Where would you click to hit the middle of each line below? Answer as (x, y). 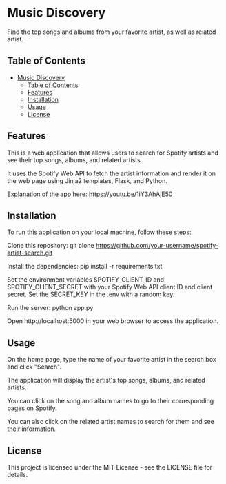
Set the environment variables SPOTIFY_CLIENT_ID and (85, 280)
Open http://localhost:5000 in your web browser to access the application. (113, 321)
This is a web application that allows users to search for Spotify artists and (113, 153)
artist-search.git (30, 253)
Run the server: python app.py (50, 308)
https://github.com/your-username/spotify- (157, 246)
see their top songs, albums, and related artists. (75, 159)
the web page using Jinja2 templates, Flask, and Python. (87, 180)
